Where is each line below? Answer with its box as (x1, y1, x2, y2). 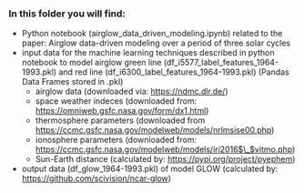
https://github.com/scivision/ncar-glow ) (21, 173, 172, 184)
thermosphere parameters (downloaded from (35, 115, 206, 126)
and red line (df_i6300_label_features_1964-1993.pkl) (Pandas (57, 66, 290, 77)
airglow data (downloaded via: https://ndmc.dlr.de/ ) (35, 86, 228, 97)
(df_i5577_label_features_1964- (163, 57, 279, 68)
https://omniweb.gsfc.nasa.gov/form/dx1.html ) (35, 106, 209, 117)
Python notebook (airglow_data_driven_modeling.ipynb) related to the (21, 28, 283, 39)
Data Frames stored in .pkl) (21, 76, 124, 87)
